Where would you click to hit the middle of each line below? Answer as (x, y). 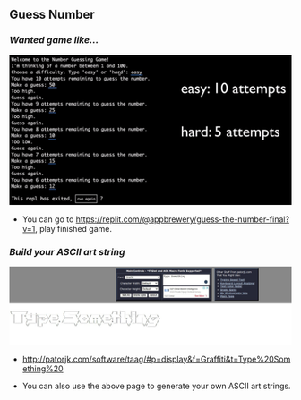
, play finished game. (73, 228)
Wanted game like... (54, 40)
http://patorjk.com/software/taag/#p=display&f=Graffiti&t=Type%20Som (156, 359)
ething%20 (43, 368)
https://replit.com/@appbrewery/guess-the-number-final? (182, 219)
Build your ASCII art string (67, 251)
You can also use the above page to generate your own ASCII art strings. (156, 386)
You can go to (48, 219)
